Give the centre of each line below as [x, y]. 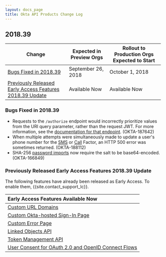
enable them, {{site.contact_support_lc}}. [47, 186]
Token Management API [35, 239]
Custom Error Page [30, 223]
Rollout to [134, 48]
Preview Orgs [87, 57]
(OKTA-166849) [28, 158]
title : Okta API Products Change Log [44, 14]
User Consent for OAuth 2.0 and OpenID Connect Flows [72, 247]
